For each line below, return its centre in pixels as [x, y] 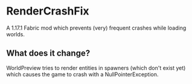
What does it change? [48, 53]
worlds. [16, 34]
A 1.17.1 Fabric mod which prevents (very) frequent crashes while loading [96, 28]
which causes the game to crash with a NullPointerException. [82, 74]
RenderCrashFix [48, 11]
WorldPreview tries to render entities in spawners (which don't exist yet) [96, 68]
